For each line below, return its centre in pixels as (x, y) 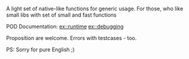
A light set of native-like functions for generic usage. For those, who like (95, 9)
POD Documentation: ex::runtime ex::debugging (65, 27)
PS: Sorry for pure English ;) (41, 49)
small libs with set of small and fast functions (61, 15)
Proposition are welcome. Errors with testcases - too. (72, 38)
